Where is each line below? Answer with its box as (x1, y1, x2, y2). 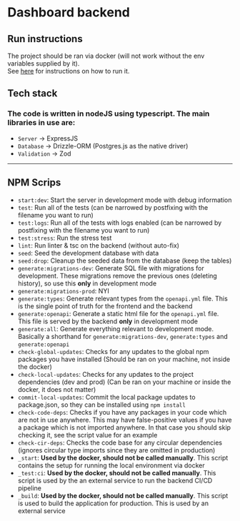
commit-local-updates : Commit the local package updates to (17, 393, 196, 401)
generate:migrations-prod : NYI (17, 286, 109, 295)
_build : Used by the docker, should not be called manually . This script (17, 491, 229, 500)
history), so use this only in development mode (17, 279, 157, 288)
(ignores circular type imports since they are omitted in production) (17, 445, 216, 454)
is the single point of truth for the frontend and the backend (17, 301, 193, 310)
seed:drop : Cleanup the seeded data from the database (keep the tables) (17, 256, 232, 265)
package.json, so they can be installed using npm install (17, 400, 186, 409)
